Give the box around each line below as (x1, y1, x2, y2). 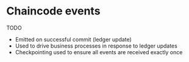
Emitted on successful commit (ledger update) (15, 36, 132, 43)
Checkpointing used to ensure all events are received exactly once (15, 48, 183, 55)
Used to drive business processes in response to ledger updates (15, 42, 178, 49)
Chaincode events (6, 4, 101, 18)
